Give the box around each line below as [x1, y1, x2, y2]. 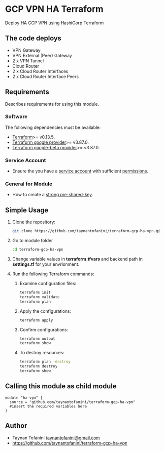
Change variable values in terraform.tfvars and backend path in [12, 256, 143, 262]
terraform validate [19, 294, 60, 299]
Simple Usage [5, 206, 49, 214]
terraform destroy [19, 364, 58, 369]
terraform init [19, 290, 51, 295]
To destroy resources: [19, 350, 65, 356]
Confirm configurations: [19, 327, 68, 332]
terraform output [19, 336, 56, 341]
